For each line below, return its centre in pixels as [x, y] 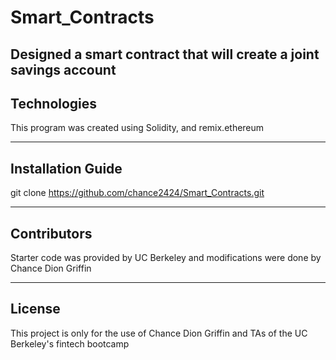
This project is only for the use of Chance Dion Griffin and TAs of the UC [159, 333]
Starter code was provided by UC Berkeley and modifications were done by [166, 258]
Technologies [54, 103]
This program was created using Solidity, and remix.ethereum [137, 128]
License [35, 309]
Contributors [51, 233]
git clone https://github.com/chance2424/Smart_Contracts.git [137, 193]
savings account [63, 69]
